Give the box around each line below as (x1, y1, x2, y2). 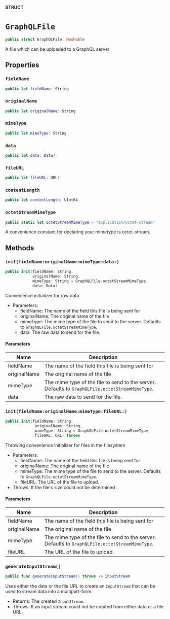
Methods (5, 244, 34, 252)
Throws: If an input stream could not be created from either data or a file (12, 603, 164, 609)
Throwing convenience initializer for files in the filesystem (5, 442, 125, 448)
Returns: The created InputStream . (12, 598, 84, 604)
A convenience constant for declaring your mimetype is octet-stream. (5, 229, 151, 235)
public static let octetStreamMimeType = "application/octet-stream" (5, 220, 155, 225)
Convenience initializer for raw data (5, 292, 79, 298)
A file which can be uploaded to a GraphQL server (5, 46, 110, 52)
